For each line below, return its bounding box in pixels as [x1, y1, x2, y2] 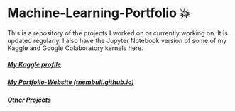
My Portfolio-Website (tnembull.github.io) [7, 78, 134, 86]
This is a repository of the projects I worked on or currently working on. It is [7, 28, 229, 37]
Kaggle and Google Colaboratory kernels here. [7, 44, 143, 52]
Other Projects [7, 95, 52, 104]
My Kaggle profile [7, 60, 62, 69]
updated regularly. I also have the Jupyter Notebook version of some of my [7, 36, 227, 45]
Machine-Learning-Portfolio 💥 [7, 5, 190, 21]
